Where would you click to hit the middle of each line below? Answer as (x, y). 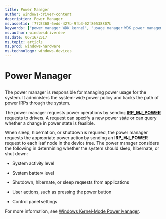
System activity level (33, 163)
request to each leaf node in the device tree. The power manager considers (82, 143)
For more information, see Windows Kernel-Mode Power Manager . (73, 211)
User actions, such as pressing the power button (62, 192)
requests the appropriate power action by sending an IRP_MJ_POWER (77, 138)
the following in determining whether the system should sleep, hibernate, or (82, 148)
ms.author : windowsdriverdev (35, 33)
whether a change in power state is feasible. (50, 123)
